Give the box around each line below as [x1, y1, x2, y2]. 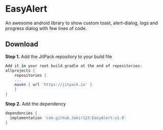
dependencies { [5, 110, 38, 116]
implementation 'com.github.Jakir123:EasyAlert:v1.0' [10, 115, 126, 120]
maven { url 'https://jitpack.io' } [14, 82, 93, 87]
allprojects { [5, 68, 36, 73]
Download [5, 40, 38, 49]
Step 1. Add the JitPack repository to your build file [5, 53, 112, 59]
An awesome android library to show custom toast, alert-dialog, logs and [5, 20, 158, 26]
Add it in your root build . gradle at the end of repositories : [5, 63, 143, 69]
